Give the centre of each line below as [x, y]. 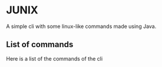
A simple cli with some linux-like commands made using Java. [81, 26]
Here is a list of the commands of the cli [54, 58]
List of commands [40, 45]
